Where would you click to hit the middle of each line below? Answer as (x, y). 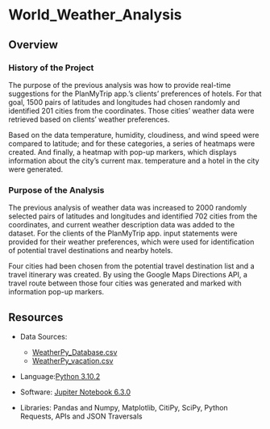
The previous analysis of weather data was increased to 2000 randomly (128, 208)
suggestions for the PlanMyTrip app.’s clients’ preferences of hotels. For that (135, 94)
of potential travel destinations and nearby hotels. (91, 251)
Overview (33, 45)
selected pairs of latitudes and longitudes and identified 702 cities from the (133, 216)
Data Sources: (44, 336)
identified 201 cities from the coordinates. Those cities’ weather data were (131, 110)
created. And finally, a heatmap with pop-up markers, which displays (123, 152)
